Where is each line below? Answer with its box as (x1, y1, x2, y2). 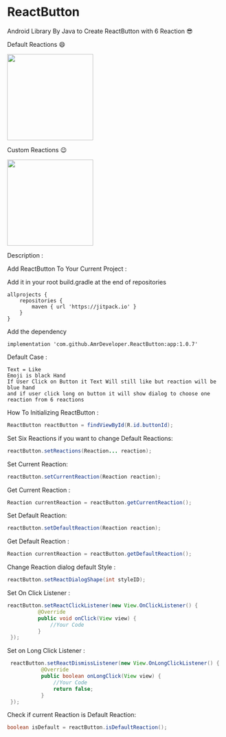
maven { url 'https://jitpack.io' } (32, 303, 137, 310)
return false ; (53, 685, 94, 692)
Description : (7, 251, 43, 259)
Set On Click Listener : (7, 589, 71, 597)
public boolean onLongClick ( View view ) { (41, 673, 161, 680)
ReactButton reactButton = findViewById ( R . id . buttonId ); (7, 422, 174, 428)
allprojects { (7, 291, 48, 298)
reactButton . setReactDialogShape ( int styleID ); (7, 577, 146, 583)
